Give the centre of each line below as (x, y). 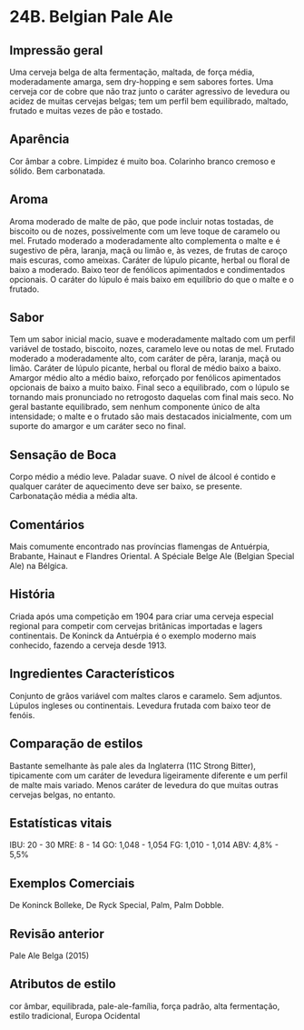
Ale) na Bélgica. (39, 566)
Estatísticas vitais (61, 823)
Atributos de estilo (63, 984)
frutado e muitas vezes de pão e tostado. (86, 110)
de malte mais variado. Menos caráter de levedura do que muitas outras (144, 785)
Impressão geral (56, 50)
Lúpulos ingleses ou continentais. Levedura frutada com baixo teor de (140, 705)
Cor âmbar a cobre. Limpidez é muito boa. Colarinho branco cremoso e (142, 161)
